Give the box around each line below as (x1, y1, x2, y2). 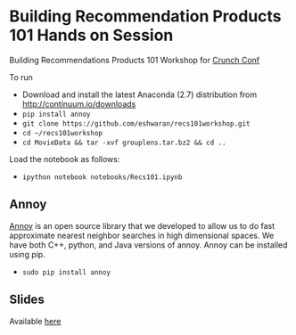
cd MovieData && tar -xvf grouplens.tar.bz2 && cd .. (21, 138, 226, 147)
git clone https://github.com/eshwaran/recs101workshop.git (21, 118, 251, 128)
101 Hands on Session (9, 25, 174, 45)
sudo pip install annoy (21, 267, 111, 277)
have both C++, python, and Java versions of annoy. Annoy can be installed (9, 239, 288, 250)
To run (9, 71, 34, 82)
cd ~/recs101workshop (21, 128, 103, 137)
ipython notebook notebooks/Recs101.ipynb (21, 172, 183, 182)
